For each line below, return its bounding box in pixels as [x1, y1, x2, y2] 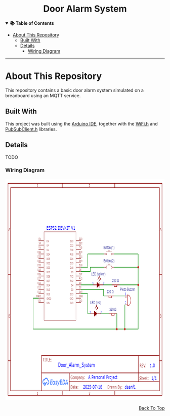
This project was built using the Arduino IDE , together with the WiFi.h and [5, 120, 158, 127]
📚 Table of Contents [10, 20, 54, 26]
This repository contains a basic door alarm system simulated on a [5, 87, 144, 93]
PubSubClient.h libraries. [5, 126, 57, 132]
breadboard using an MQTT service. [5, 92, 81, 99]
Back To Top [139, 405, 165, 411]
